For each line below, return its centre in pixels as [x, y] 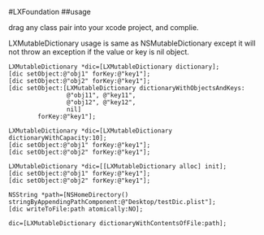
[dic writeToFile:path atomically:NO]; [76, 209]
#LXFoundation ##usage [50, 12]
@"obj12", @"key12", [101, 102]
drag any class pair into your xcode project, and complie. [104, 27]
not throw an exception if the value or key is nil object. [99, 52]
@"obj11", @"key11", [101, 95]
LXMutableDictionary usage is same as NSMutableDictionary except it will [132, 43]
